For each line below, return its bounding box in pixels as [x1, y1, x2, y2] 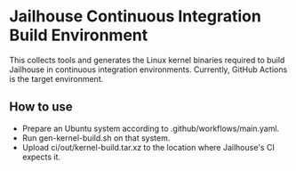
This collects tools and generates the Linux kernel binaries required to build [9, 54, 285, 65]
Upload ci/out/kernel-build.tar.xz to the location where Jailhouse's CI [21, 142, 276, 152]
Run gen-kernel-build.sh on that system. [21, 132, 171, 143]
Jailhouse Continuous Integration [9, 6, 262, 27]
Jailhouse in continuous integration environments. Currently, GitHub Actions [9, 64, 288, 75]
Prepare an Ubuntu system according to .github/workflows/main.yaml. [21, 123, 280, 134]
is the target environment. [9, 73, 104, 84]
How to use [9, 100, 73, 115]
